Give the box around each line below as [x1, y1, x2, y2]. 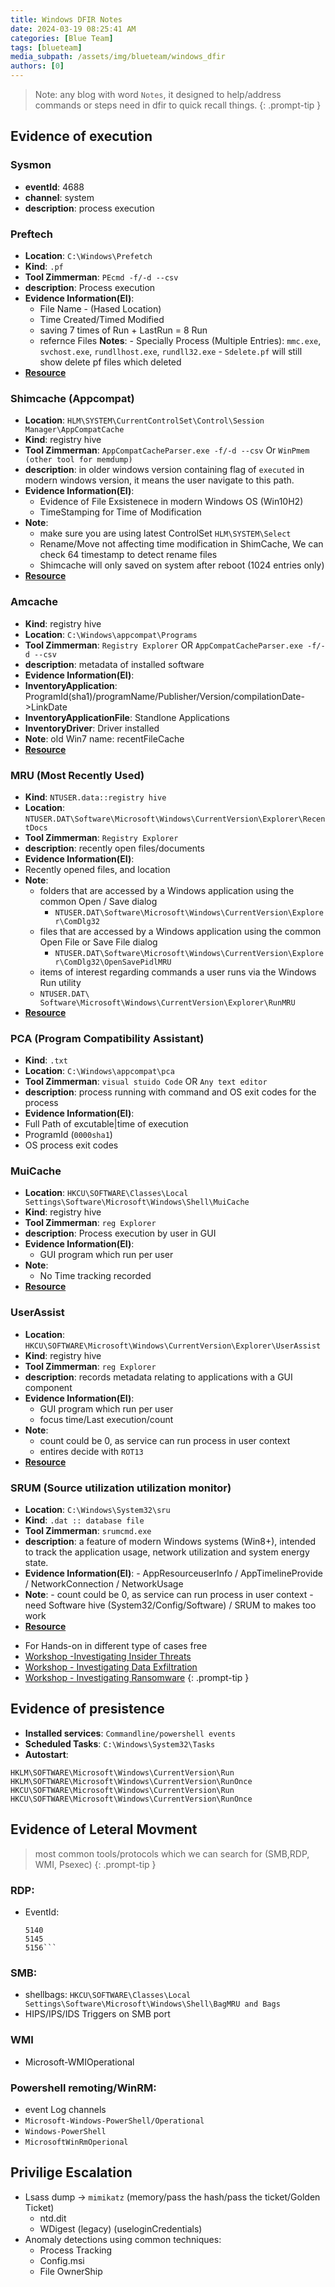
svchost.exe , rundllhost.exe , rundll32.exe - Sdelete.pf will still [39, 345, 303, 357]
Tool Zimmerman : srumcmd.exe [24, 1525, 152, 1537]
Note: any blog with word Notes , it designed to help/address [34, 89, 282, 100]
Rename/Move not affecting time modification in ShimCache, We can [39, 538, 324, 550]
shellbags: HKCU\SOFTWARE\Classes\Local [24, 1989, 192, 2001]
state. [24, 1557, 49, 1569]
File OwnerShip [39, 2265, 103, 2277]
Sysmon [10, 158, 52, 172]
